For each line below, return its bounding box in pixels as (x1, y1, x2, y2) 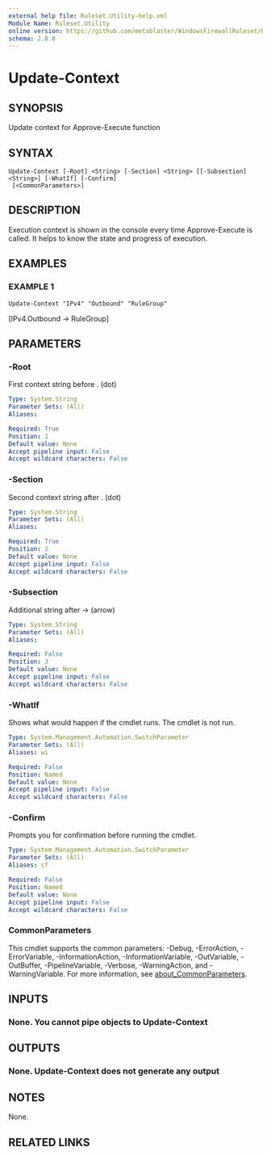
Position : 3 (8, 657, 48, 666)
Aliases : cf (8, 861, 48, 869)
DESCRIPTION (8, 204, 81, 217)
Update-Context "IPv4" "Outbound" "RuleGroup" (8, 300, 168, 308)
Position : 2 (8, 545, 48, 553)
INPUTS (8, 993, 48, 1006)
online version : (8, 27, 63, 35)
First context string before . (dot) (8, 380, 117, 389)
